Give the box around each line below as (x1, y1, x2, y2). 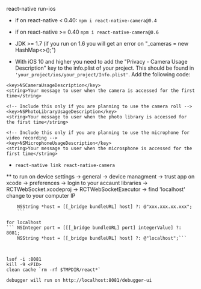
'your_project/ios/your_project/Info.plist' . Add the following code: (14, 71, 191, 78)
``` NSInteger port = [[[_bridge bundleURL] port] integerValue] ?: (6, 225, 182, 231)
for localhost (6, 219, 42, 225)
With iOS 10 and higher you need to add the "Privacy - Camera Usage (14, 58, 188, 65)
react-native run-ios (6, 5, 56, 12)
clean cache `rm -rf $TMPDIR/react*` (6, 267, 101, 273)
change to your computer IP (6, 192, 76, 199)
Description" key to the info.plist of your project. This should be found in (14, 64, 194, 71)
